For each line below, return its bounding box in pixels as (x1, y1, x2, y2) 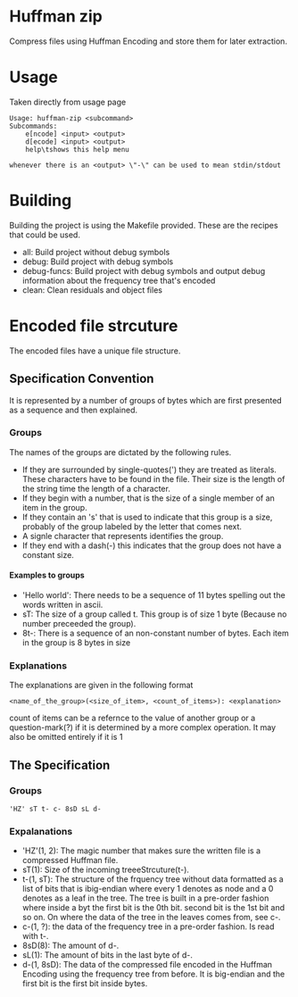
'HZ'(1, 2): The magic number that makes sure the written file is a (21, 845, 261, 856)
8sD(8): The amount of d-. (21, 940, 120, 951)
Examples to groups (9, 569, 85, 581)
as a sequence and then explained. (9, 404, 138, 415)
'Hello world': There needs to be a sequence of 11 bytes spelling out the (21, 590, 286, 601)
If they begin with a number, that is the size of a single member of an (21, 493, 275, 503)
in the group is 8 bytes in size (21, 637, 131, 648)
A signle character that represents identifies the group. (21, 530, 224, 541)
